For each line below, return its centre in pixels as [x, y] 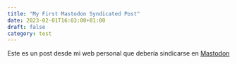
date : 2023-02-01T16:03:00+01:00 [56, 20]
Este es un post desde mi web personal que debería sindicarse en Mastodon [119, 53]
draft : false [26, 27]
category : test [30, 33]
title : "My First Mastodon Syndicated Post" [74, 14]
